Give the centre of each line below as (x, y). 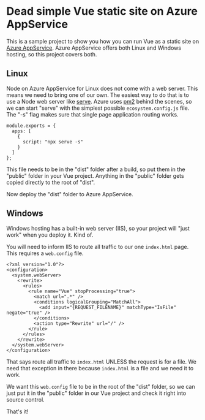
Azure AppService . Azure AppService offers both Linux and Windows (94, 48)
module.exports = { (31, 126)
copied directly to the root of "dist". (51, 182)
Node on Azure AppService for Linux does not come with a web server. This (102, 88)
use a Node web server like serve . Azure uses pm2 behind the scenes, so (99, 101)
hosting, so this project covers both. (52, 54)
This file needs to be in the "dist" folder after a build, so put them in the (96, 169)
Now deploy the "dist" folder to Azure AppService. (70, 194)
